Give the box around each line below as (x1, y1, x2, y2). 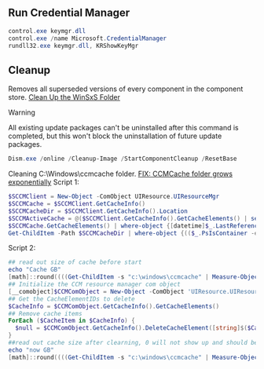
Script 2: (8, 243, 36, 253)
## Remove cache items (8, 309, 82, 317)
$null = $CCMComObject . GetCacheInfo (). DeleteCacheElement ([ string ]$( (15, 324, 247, 332)
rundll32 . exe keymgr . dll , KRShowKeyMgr (8, 42, 139, 49)
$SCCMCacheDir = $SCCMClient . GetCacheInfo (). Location (8, 207, 189, 215)
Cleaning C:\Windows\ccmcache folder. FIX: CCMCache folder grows (8, 169, 233, 179)
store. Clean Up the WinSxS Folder (8, 93, 120, 102)
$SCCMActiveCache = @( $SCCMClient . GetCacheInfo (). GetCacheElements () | (8, 214, 247, 222)
